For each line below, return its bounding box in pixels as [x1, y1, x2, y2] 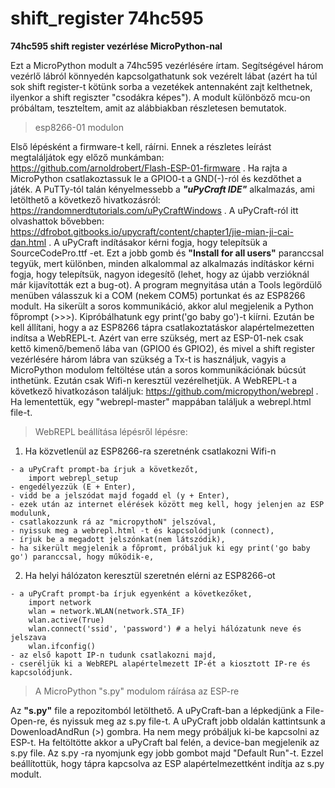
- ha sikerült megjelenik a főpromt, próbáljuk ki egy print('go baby [10, 543, 311, 553]
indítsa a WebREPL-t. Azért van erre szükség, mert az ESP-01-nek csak [10, 332, 304, 344]
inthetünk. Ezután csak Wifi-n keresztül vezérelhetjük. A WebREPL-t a [10, 374, 298, 386]
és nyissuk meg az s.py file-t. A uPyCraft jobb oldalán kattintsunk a [49, 715, 326, 727]
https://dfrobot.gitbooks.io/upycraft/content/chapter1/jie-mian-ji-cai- [10, 225, 294, 237]
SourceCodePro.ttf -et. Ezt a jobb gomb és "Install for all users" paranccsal [10, 247, 325, 259]
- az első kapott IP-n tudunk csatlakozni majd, [10, 650, 217, 660]
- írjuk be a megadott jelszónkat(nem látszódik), [10, 534, 226, 544]
